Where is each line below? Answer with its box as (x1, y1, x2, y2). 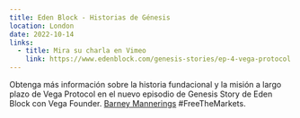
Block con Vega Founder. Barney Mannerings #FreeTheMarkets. (9, 98, 246, 108)
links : (9, 38, 34, 47)
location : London (9, 21, 75, 30)
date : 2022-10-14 (9, 29, 75, 38)
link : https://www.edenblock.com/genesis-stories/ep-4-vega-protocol (25, 55, 292, 63)
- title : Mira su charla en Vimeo (17, 46, 146, 55)
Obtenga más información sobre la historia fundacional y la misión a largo (9, 80, 282, 89)
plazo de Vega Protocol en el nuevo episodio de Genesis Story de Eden (9, 88, 273, 99)
